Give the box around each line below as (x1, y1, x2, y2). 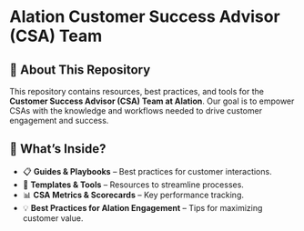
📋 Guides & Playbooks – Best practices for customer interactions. (22, 166, 272, 176)
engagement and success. (9, 115, 109, 126)
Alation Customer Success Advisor (9, 6, 280, 27)
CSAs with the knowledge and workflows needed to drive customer (9, 105, 262, 115)
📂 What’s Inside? (9, 141, 106, 156)
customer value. (22, 212, 84, 224)
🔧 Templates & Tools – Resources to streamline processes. (22, 179, 244, 190)
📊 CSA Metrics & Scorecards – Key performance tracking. (22, 189, 244, 200)
